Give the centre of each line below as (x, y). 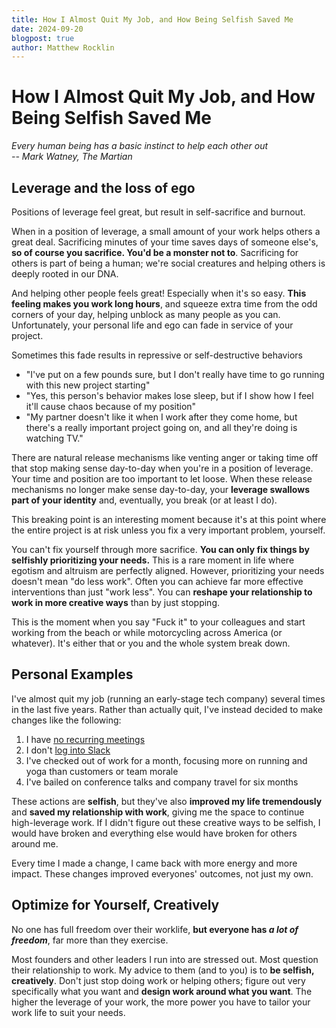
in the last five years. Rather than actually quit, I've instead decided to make (167, 709)
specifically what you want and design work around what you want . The (162, 991)
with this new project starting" (88, 385)
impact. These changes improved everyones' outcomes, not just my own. (162, 873)
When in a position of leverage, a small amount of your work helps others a (166, 231)
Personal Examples (72, 674)
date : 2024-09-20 (47, 29)
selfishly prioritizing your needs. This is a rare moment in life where (153, 560)
